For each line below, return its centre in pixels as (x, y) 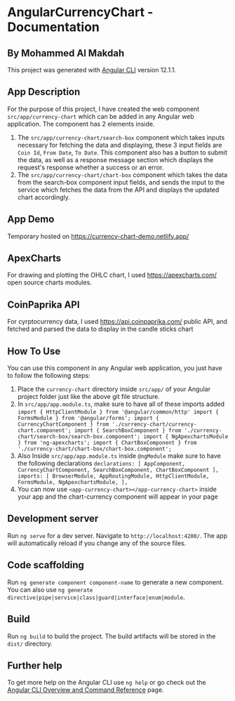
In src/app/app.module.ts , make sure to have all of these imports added (121, 404)
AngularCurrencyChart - (80, 12)
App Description (44, 92)
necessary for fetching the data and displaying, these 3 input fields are (120, 145)
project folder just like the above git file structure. (88, 397)
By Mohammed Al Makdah (66, 53)
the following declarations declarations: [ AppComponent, (101, 464)
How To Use (34, 351)
